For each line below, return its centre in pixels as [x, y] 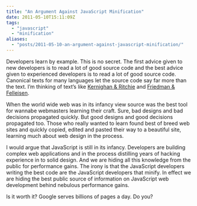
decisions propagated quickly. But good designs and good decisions [90, 117]
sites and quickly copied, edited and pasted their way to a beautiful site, [94, 129]
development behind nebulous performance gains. [68, 185]
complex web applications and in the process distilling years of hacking [93, 153]
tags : [13, 22]
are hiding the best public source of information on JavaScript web [88, 179]
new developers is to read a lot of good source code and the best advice [95, 67]
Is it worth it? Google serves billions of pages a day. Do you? [80, 197]
